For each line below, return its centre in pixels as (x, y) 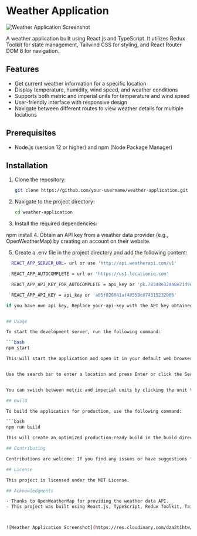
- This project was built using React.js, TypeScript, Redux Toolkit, (94, 507)
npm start (18, 348)
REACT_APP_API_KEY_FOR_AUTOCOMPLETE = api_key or (73, 284)
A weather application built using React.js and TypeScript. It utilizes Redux (96, 38)
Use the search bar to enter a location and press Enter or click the (94, 374)
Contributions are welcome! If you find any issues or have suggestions (97, 459)
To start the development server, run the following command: (84, 332)
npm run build (23, 427)
